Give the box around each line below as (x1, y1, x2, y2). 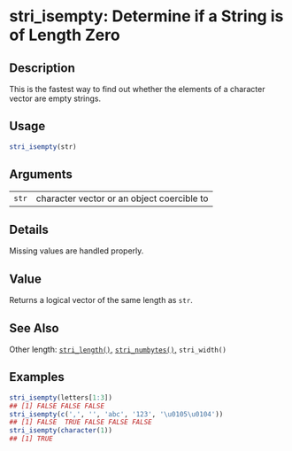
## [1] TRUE (9, 434, 53, 444)
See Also (9, 321, 59, 336)
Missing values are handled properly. (9, 245, 144, 256)
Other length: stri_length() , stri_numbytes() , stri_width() (9, 344, 227, 354)
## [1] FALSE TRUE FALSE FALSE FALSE (9, 418, 152, 427)
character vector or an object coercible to (35, 192, 209, 205)
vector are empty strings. (9, 93, 102, 104)
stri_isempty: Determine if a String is (9, 6, 284, 27)
